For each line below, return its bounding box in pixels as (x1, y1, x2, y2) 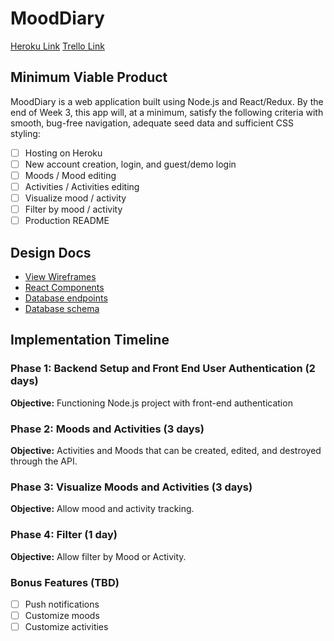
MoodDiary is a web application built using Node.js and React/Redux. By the (10, 95, 324, 107)
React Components (24, 282, 105, 293)
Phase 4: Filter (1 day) (10, 528, 118, 542)
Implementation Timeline (10, 332, 170, 349)
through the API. (10, 455, 78, 467)
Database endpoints (24, 292, 108, 304)
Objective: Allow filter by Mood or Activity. (10, 550, 187, 562)
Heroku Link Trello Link (10, 40, 105, 52)
